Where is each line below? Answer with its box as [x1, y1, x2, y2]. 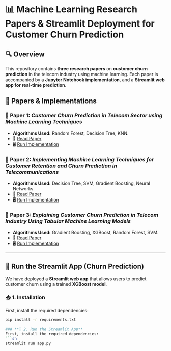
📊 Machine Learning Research [5, 4, 137, 15]
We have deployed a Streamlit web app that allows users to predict [5, 275, 147, 282]
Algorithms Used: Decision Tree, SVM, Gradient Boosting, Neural [12, 180, 150, 186]
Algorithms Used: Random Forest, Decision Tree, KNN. [12, 130, 129, 136]
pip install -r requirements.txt [5, 317, 76, 322]
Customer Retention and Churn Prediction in [5, 162, 117, 169]
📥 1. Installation [5, 294, 46, 301]
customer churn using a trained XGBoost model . [5, 281, 107, 287]
